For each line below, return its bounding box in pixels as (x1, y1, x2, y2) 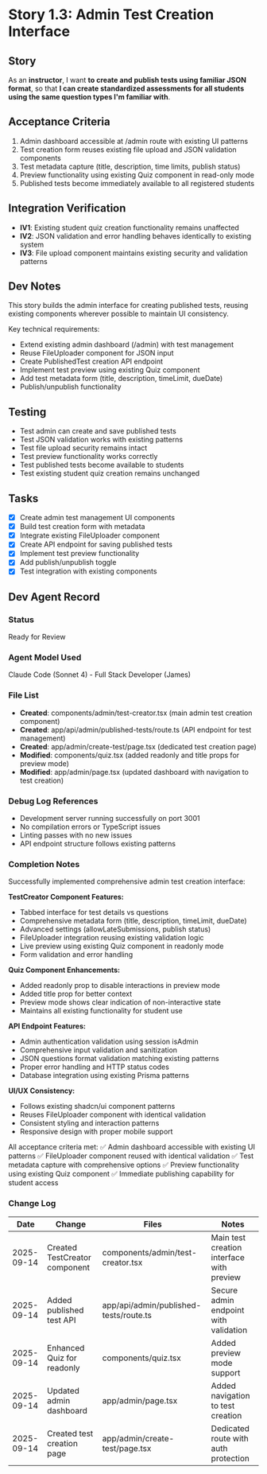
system (19, 239, 44, 249)
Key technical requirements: (8, 325, 100, 334)
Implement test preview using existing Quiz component (19, 365, 200, 375)
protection (211, 1453, 250, 1464)
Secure (211, 1285, 238, 1296)
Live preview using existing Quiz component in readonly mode (19, 941, 224, 951)
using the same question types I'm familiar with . (8, 92, 171, 101)
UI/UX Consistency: (8, 1086, 75, 1095)
